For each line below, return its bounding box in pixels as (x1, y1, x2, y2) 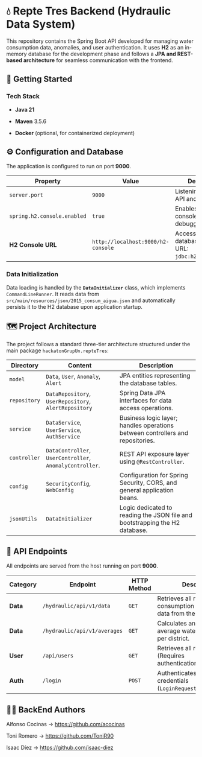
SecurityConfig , (46, 479, 91, 487)
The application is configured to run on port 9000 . (6, 163, 131, 170)
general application (119, 486, 174, 494)
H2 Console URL (9, 241, 57, 249)
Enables (175, 204, 198, 213)
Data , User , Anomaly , (46, 372, 101, 381)
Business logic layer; (119, 413, 178, 422)
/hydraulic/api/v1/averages (42, 627, 123, 635)
